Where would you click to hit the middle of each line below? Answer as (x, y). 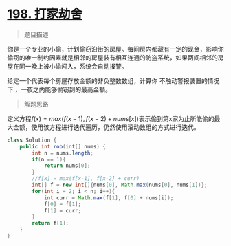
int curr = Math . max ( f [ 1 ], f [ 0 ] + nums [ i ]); (109, 198)
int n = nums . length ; (63, 153)
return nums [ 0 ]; (67, 166)
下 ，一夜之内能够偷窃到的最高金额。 (59, 89)
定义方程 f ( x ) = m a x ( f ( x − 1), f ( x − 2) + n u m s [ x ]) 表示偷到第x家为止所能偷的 (111, 118)
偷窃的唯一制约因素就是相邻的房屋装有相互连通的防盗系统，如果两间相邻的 (112, 57)
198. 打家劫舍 (45, 14)
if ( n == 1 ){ (49, 159)
